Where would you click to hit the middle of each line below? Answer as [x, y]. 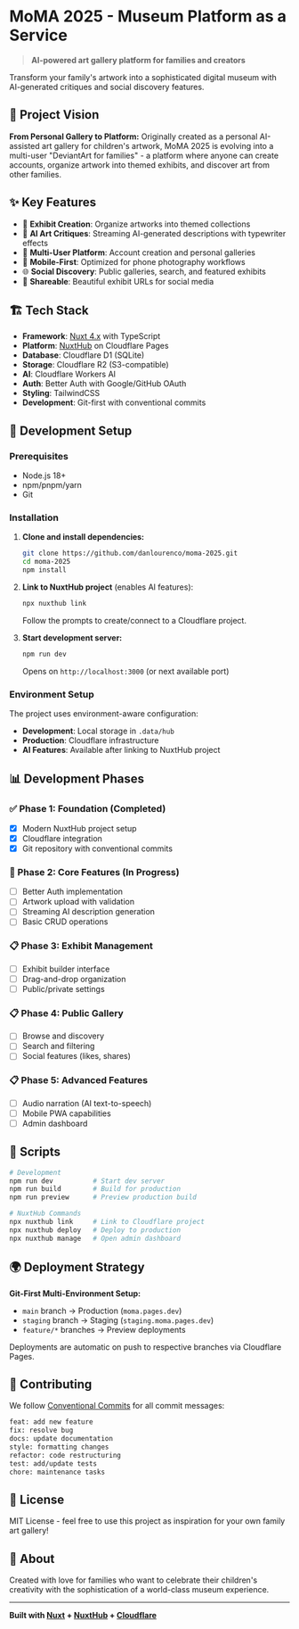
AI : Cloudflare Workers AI [69, 374]
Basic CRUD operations [65, 922]
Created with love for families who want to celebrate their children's [133, 1580]
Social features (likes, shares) [77, 1056]
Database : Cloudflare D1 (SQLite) [83, 355]
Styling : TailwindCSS [61, 393]
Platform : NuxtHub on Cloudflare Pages [95, 346]
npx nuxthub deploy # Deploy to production [95, 1230]
